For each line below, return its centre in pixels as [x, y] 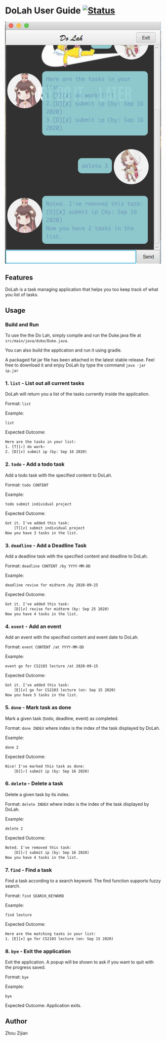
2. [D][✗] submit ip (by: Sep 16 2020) [46, 452]
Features [19, 277]
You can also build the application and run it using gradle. [63, 350]
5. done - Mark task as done [38, 707]
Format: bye [17, 977]
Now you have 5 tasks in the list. [42, 695]
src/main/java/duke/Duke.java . [37, 341]
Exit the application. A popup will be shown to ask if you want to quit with [80, 962]
